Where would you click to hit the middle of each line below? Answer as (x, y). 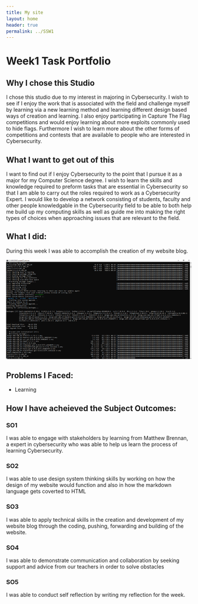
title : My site (25, 12)
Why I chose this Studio (51, 83)
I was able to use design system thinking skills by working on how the (91, 479)
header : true (22, 25)
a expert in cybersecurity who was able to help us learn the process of (92, 444)
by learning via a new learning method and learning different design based (97, 110)
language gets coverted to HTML (46, 492)
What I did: (27, 237)
